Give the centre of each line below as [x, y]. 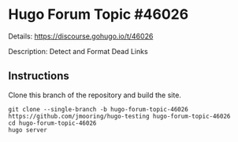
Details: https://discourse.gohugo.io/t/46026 [81, 36]
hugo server [28, 130]
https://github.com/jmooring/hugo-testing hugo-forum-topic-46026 [119, 116]
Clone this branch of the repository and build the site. [95, 95]
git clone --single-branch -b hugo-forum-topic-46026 [99, 109]
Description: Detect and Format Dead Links [78, 51]
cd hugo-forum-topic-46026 [52, 123]
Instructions [39, 76]
